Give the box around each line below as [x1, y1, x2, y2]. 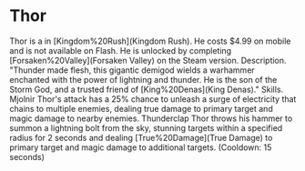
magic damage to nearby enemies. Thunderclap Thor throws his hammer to [9, 113, 293, 124]
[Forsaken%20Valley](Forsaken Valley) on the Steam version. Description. [9, 55, 287, 65]
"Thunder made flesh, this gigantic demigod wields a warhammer [9, 65, 255, 75]
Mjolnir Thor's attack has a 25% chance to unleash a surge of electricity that [9, 93, 297, 105]
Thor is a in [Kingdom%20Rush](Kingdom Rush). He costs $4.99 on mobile [9, 35, 291, 46]
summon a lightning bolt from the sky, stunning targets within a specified [9, 122, 283, 133]
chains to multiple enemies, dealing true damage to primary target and [9, 103, 273, 114]
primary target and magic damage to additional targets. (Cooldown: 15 [9, 142, 272, 153]
